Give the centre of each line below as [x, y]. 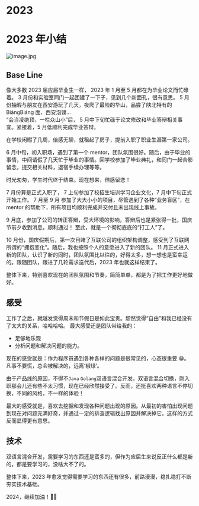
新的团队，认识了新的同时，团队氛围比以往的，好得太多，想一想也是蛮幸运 [97, 254]
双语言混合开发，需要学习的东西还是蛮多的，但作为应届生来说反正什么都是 [97, 456]
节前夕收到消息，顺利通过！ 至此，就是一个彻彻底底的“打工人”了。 [87, 227]
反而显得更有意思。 [30, 420]
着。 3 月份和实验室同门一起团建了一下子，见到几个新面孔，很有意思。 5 [94, 97]
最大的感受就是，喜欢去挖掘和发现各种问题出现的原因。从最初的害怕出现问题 [99, 406]
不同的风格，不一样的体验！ [50, 393]
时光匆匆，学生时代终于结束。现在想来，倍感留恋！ [68, 179]
